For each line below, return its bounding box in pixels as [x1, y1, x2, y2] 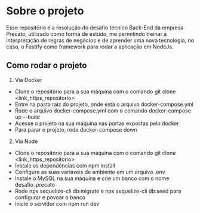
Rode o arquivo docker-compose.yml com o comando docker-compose [14, 106, 191, 114]
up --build [14, 113, 40, 120]
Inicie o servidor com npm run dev [14, 200, 100, 207]
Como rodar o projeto [6, 60, 87, 71]
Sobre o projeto [6, 4, 84, 18]
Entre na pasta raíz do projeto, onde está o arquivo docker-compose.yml [14, 101, 194, 108]
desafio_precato [14, 181, 56, 188]
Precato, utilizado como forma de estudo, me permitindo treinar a [6, 30, 167, 37]
